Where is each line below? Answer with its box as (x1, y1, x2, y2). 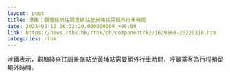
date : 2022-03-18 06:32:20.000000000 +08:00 (7, 23, 137, 29)
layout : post (7, 10, 45, 17)
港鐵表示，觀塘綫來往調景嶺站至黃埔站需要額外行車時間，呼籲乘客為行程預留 (7, 55, 224, 64)
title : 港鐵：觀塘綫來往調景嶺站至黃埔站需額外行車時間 (7, 16, 146, 23)
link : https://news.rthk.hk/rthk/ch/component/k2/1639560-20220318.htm (7, 29, 216, 36)
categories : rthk (7, 36, 57, 42)
